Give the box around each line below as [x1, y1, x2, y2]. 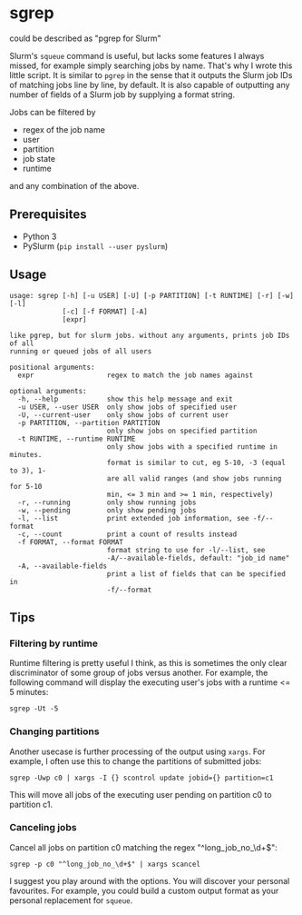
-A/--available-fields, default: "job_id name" [106, 553, 290, 562]
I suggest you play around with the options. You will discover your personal [9, 875, 290, 886]
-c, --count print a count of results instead [17, 530, 238, 539]
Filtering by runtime [9, 637, 98, 650]
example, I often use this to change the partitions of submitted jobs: [9, 755, 262, 766]
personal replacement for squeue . [9, 894, 133, 906]
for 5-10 [9, 482, 43, 491]
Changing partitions [9, 725, 100, 738]
